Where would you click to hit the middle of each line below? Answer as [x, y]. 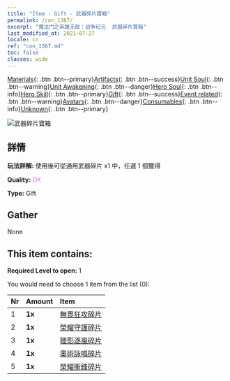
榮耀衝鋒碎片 [81, 367]
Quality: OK [24, 180]
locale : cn [23, 40]
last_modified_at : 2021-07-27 [51, 33]
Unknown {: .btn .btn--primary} [64, 108]
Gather [23, 215]
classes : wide [28, 59]
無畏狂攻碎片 [81, 315]
